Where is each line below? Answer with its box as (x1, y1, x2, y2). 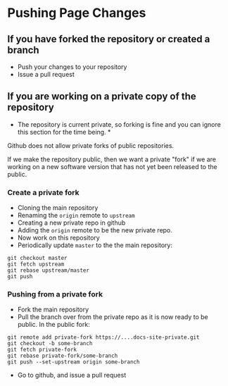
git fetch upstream (7, 261, 65, 268)
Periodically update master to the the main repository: (17, 241, 172, 249)
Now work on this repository (17, 234, 100, 242)
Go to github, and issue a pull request (17, 371, 127, 380)
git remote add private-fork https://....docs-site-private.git (7, 334, 200, 341)
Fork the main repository (17, 305, 89, 314)
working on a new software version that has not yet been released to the (7, 162, 217, 170)
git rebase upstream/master (7, 267, 90, 274)
